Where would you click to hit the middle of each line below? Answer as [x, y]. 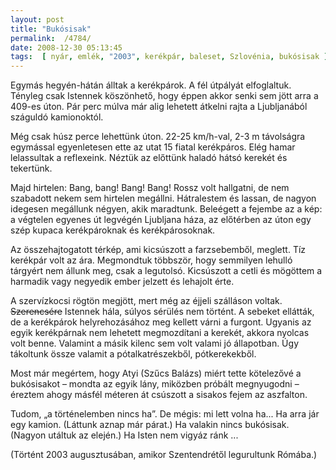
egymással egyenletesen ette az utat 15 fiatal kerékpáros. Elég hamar [153, 147]
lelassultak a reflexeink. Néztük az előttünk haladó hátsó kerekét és [149, 158]
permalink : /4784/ [51, 38]
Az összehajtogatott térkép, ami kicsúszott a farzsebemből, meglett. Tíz [158, 250]
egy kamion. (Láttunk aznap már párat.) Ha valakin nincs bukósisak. [150, 425]
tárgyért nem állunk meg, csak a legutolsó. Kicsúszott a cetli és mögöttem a [166, 271]
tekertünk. [31, 168]
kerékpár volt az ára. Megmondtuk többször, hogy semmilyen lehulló [151, 260]
